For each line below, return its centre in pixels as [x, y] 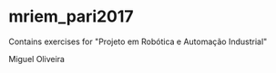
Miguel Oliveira [37, 59]
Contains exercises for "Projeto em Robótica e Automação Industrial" [138, 41]
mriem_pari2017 [71, 17]
